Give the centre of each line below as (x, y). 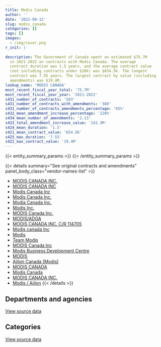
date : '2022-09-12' (26, 19)
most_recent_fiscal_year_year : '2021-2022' (52, 95)
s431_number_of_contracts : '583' (40, 99)
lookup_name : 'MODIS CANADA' (36, 85)
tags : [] (14, 33)
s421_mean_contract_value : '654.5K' (44, 132)
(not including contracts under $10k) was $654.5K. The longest (78, 71)
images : (13, 38)
